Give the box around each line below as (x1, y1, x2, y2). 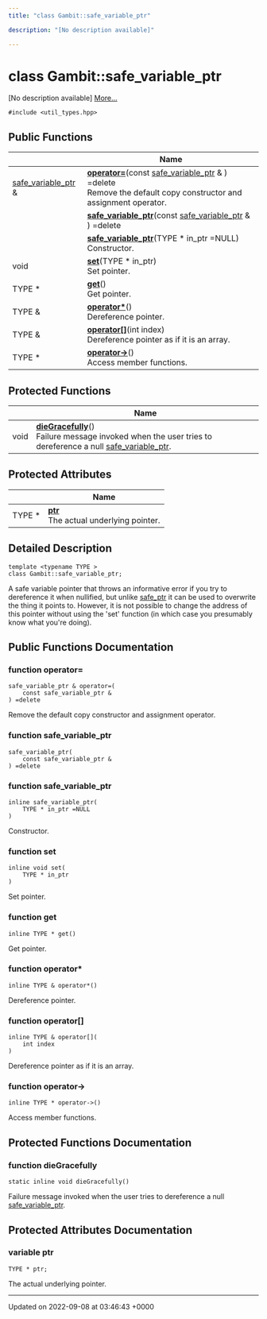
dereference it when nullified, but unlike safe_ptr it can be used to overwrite (8, 592, 257, 601)
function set (8, 845, 56, 857)
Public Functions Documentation (8, 640, 174, 654)
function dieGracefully (8, 1159, 98, 1170)
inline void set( (8, 864, 66, 872)
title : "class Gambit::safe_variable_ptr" (8, 11, 151, 20)
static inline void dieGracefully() (8, 1178, 130, 1186)
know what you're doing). (8, 617, 92, 627)
